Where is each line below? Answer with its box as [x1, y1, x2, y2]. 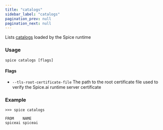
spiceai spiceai [5, 121, 38, 126]
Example [5, 96, 26, 103]
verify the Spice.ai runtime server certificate [12, 84, 101, 90]
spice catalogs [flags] [5, 57, 54, 63]
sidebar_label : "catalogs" [5, 12, 60, 17]
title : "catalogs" [5, 7, 43, 12]
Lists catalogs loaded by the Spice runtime [5, 34, 92, 40]
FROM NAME [5, 116, 32, 121]
